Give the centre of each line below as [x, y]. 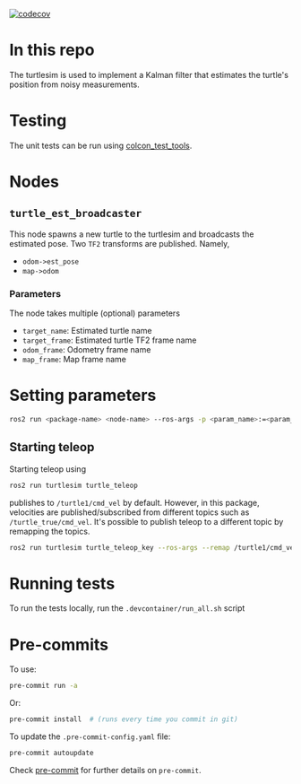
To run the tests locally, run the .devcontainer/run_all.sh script [127, 608]
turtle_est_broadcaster [76, 213]
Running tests [62, 584]
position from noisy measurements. [75, 84]
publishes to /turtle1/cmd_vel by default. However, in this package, [134, 502]
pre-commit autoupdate [52, 754]
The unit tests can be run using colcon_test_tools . [101, 145]
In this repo [52, 50]
